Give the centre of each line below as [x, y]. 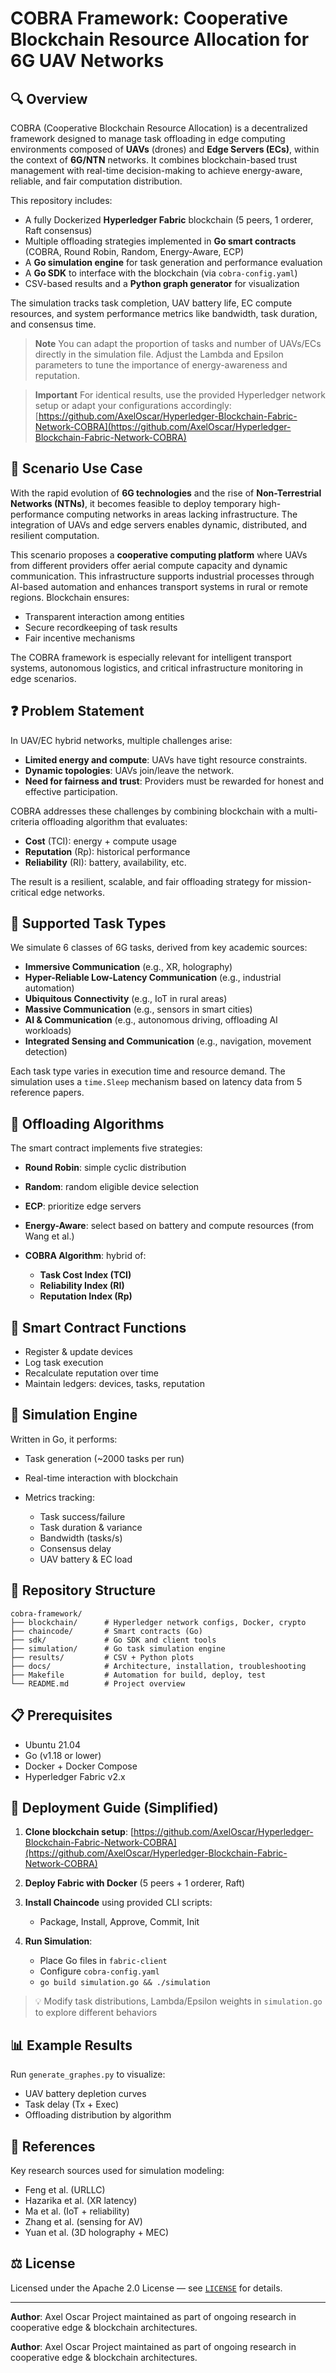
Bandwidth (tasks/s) [81, 1538]
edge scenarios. [43, 678]
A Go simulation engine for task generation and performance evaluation [173, 262]
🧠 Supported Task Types [88, 923]
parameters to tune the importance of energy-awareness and [161, 365]
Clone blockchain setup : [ [79, 1832]
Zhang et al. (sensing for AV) [83, 2221]
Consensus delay [75, 1548]
